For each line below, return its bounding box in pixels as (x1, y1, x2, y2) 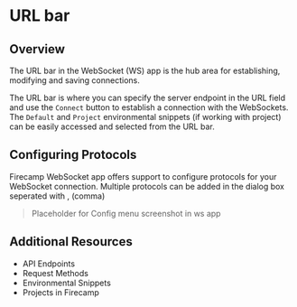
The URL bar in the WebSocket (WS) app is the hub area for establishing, (9, 65, 281, 76)
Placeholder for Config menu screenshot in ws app (31, 208, 221, 219)
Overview (9, 42, 66, 57)
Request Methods (22, 267, 88, 278)
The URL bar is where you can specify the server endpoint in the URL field (9, 92, 286, 103)
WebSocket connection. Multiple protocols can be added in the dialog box (9, 181, 284, 191)
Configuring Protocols (9, 147, 137, 163)
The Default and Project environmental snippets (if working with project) (9, 112, 282, 122)
